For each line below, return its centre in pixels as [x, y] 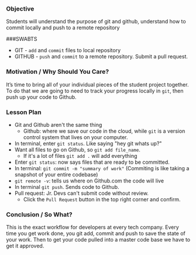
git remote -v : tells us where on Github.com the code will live [89, 181]
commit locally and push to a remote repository [63, 27]
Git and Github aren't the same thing [58, 125]
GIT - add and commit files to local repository [68, 50]
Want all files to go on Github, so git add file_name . [77, 149]
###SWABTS [22, 39]
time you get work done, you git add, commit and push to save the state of [96, 233]
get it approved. [25, 246]
